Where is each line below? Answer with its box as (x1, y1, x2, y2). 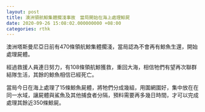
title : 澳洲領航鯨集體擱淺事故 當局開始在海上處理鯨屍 (6, 15, 130, 21)
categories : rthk (6, 25, 51, 32)
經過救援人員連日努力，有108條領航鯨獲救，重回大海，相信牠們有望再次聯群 (6, 64, 197, 71)
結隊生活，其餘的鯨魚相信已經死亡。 (6, 71, 98, 79)
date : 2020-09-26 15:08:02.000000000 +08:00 (6, 20, 121, 26)
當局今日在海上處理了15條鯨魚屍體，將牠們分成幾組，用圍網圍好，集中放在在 (6, 84, 199, 91)
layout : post (6, 8, 40, 15)
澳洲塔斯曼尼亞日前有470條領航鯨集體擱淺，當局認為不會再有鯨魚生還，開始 (6, 43, 198, 50)
